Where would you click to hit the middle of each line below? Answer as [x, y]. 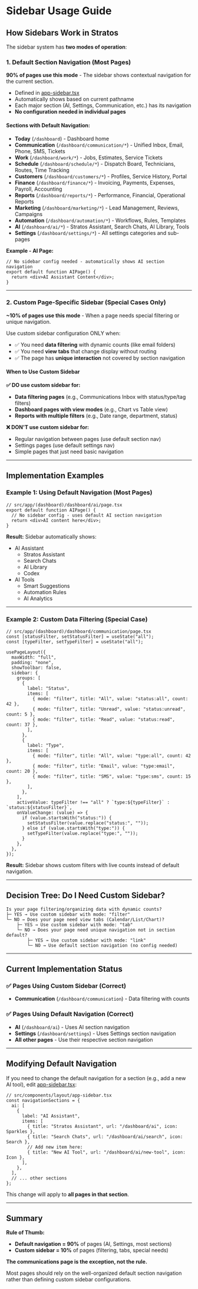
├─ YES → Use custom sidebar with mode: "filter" [68, 914]
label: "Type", [46, 745]
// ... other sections [39, 1178]
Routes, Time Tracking [42, 170]
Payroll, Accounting [38, 189]
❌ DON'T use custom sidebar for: [48, 427]
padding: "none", [33, 662]
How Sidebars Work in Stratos [62, 33]
